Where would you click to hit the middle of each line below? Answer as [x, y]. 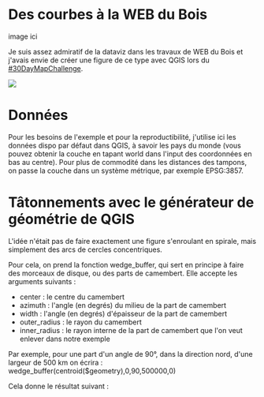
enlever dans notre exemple [65, 339]
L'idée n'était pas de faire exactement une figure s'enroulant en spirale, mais [132, 241]
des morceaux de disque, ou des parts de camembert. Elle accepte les [123, 273]
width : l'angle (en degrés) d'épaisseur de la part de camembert [123, 313]
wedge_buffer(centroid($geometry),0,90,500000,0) [92, 371]
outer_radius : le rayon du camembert [80, 322]
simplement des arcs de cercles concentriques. [86, 249]
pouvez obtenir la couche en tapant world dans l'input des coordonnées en [130, 154]
